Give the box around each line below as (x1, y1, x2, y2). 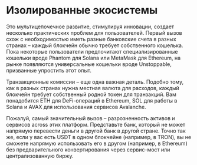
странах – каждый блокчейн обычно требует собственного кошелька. (6, 42, 183, 49)
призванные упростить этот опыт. (6, 67, 91, 74)
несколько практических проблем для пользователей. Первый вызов (6, 29, 182, 36)
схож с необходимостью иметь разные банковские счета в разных (6, 35, 177, 42)
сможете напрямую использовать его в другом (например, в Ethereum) (6, 140, 188, 147)
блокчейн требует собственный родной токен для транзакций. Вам (6, 91, 177, 98)
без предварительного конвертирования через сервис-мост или (6, 146, 170, 153)
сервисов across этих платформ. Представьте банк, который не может (6, 121, 186, 128)
